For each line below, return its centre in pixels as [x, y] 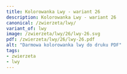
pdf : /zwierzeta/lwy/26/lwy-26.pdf [51, 39]
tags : [13, 51]
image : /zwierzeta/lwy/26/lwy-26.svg [53, 34]
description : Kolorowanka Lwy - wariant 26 [61, 17]
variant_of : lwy [26, 28]
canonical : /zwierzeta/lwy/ [41, 23]
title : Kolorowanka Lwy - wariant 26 [53, 12]
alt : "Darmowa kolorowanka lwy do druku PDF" [64, 45]
